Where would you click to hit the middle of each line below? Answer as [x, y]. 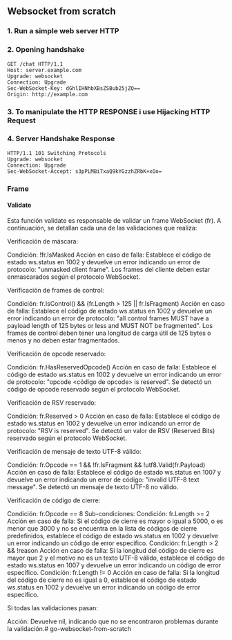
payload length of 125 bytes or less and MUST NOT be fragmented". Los [110, 325]
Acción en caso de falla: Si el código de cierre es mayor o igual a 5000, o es [115, 521]
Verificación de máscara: [42, 241]
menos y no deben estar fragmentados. [64, 340]
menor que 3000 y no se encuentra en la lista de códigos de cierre [102, 528]
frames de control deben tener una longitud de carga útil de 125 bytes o [109, 333]
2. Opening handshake [46, 50]
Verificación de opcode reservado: [57, 354]
